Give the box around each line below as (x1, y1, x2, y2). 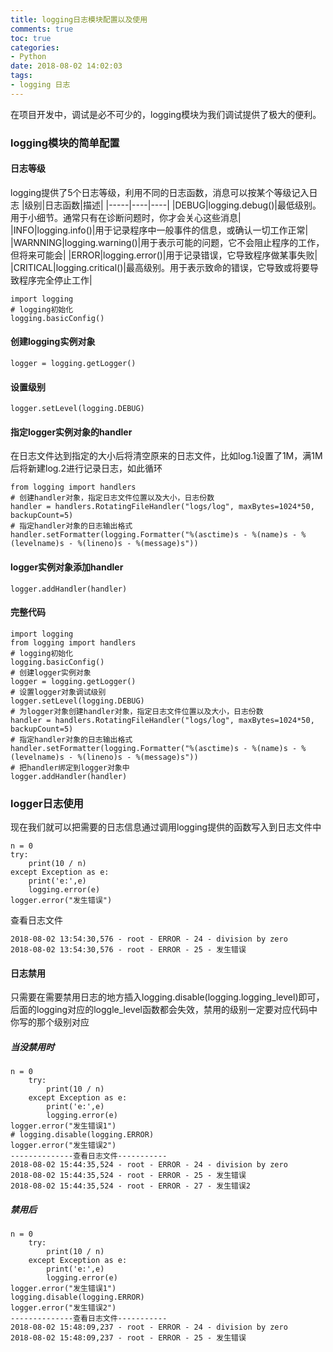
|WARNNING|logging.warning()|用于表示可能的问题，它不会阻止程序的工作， (10, 236, 325, 248)
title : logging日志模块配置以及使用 (10, 14, 148, 25)
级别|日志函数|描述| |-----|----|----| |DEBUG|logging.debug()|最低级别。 (24, 199, 322, 211)
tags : (10, 71, 33, 81)
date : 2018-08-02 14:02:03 (10, 61, 123, 71)
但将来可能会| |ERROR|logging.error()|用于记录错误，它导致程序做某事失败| (10, 249, 318, 261)
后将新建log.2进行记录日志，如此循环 (10, 462, 163, 475)
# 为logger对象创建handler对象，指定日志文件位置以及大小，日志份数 (10, 706, 264, 716)
